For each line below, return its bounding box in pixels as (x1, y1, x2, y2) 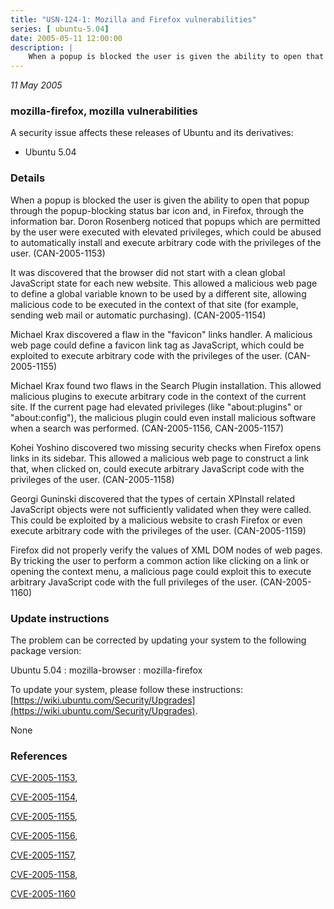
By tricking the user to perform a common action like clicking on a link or (10, 554, 310, 566)
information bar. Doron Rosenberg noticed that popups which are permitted (10, 215, 321, 227)
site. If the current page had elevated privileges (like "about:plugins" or (10, 401, 303, 413)
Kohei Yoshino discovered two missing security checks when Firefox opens (10, 441, 322, 453)
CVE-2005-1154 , (10, 791, 78, 803)
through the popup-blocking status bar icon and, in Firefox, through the (10, 204, 305, 216)
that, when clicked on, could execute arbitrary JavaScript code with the (10, 462, 305, 475)
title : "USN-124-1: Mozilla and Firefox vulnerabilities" (10, 14, 257, 25)
